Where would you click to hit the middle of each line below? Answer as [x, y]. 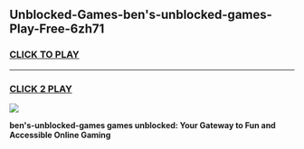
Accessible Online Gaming [60, 135]
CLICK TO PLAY [44, 55]
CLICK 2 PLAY [41, 88]
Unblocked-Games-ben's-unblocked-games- [141, 15]
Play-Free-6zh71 [57, 29]
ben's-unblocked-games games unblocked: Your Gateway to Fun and [142, 125]
